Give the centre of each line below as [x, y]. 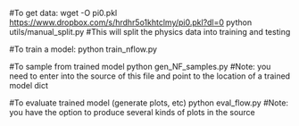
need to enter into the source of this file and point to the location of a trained [150, 76]
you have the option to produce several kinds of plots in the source [133, 112]
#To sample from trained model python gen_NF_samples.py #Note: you [140, 67]
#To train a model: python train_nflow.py [83, 49]
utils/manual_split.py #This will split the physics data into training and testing [150, 32]
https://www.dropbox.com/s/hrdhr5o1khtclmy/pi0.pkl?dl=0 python [131, 22]
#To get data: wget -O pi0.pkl [63, 13]
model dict [29, 85]
